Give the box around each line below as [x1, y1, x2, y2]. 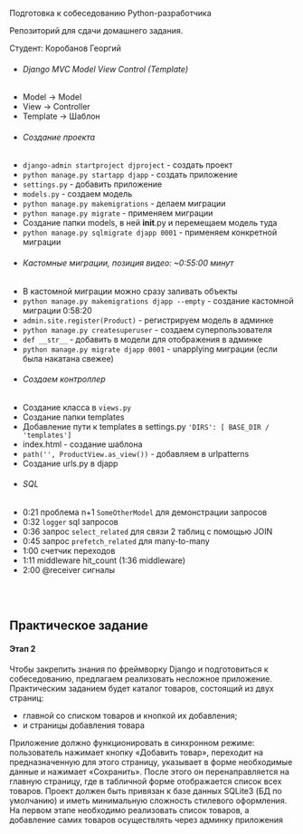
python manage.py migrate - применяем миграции [22, 208, 213, 218]
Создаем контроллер [22, 373, 106, 384]
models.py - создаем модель [22, 189, 133, 199]
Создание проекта [22, 131, 96, 142]
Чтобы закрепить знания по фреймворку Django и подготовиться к [9, 664, 269, 674]
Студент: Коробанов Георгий [9, 43, 122, 53]
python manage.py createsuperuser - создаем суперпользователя [22, 324, 273, 335]
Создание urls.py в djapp [22, 458, 118, 469]
